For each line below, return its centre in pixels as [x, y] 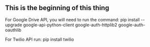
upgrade [14, 25]
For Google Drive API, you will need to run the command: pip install [73, 19]
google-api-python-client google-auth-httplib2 [70, 25]
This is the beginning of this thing [57, 8]
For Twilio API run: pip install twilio [40, 39]
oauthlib [13, 30]
